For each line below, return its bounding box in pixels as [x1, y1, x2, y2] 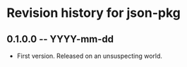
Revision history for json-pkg [6, 5, 181, 21]
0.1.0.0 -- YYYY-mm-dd [6, 33, 114, 45]
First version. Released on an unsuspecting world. [16, 51, 163, 60]
